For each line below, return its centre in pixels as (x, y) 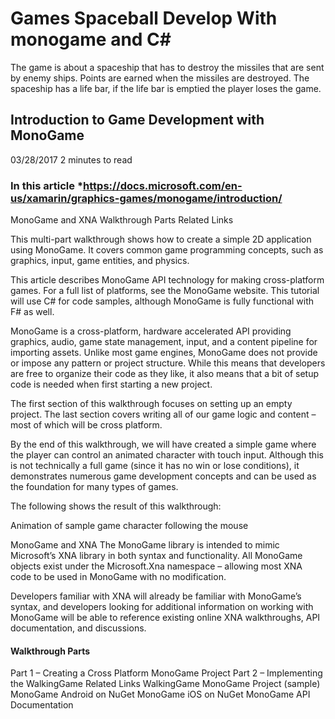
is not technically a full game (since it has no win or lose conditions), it (155, 466)
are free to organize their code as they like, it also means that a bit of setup (165, 374)
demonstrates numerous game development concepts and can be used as (163, 476)
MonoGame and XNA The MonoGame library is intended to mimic (145, 545)
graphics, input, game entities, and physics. (100, 261)
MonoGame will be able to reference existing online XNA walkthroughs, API (165, 618)
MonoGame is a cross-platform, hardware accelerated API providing (151, 331)
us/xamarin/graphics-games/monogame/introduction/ (146, 198)
